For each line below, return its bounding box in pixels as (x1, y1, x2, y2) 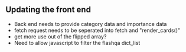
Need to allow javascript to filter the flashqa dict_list (14, 39, 141, 46)
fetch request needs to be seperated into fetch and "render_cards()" (14, 27, 181, 34)
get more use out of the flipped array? (14, 32, 107, 40)
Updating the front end (5, 5, 91, 15)
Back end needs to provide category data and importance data (14, 20, 167, 27)
